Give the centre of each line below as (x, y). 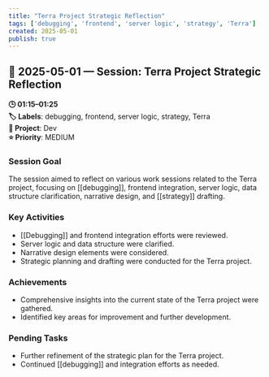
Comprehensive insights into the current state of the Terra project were (139, 299)
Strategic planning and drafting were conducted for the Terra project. (136, 261)
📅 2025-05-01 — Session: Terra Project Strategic (135, 71)
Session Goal (35, 161)
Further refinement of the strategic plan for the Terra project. (122, 356)
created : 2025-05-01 (43, 31)
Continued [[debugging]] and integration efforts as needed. (119, 364)
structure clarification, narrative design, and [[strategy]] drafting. (117, 197)
